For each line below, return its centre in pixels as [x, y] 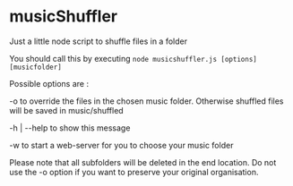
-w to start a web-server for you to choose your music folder [121, 145]
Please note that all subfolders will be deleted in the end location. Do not [143, 162]
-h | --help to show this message [70, 128]
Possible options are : [49, 83]
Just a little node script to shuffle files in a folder [99, 41]
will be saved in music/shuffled [66, 110]
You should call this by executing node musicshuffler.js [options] [133, 58]
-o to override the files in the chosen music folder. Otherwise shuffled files [146, 101]
